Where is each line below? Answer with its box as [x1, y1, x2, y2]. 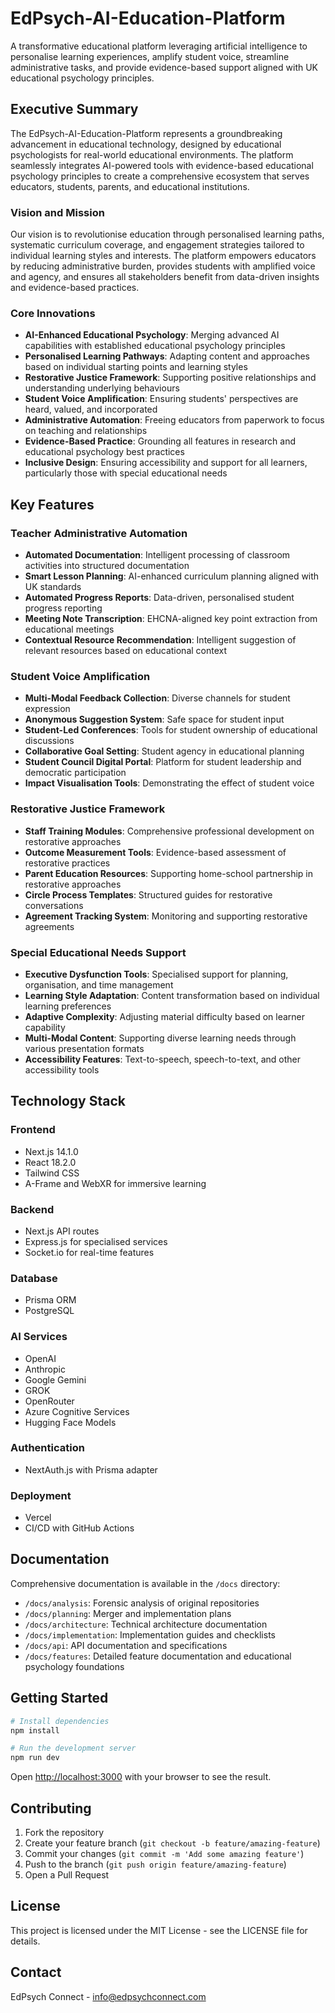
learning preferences [24, 1000, 112, 1012]
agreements [24, 920, 75, 932]
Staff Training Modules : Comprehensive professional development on [24, 825, 315, 837]
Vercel [24, 1512, 52, 1524]
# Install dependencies [10, 1716, 110, 1726]
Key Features [10, 496, 95, 513]
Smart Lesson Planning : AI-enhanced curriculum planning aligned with [24, 570, 320, 582]
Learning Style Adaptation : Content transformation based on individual [24, 989, 320, 1001]
